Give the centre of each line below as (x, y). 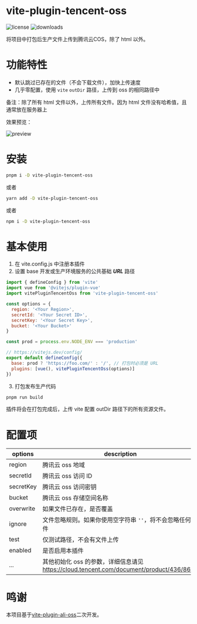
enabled (20, 551)
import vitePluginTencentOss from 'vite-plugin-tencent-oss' (82, 294)
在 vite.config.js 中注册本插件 (50, 264)
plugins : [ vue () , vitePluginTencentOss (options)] (73, 369)
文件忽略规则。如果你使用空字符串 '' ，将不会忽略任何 (117, 520)
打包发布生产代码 (35, 386)
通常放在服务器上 (27, 109)
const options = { (28, 304)
